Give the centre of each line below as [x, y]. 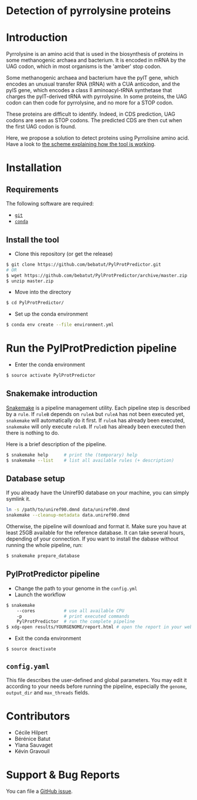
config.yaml [28, 666]
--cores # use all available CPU [71, 611]
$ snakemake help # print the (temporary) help [72, 455]
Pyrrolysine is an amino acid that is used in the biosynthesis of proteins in [95, 54]
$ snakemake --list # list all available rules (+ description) [90, 460]
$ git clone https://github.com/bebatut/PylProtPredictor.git [84, 264]
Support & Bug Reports [63, 775]
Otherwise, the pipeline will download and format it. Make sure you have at [96, 526]
